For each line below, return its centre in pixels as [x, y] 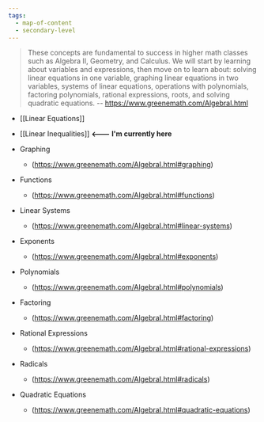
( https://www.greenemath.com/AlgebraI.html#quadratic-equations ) [141, 410]
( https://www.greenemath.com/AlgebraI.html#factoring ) [123, 318]
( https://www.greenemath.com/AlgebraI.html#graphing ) [122, 165]
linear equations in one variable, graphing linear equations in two [133, 78]
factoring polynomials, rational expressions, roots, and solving [129, 95]
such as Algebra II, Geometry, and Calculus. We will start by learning [139, 61]
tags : [17, 15]
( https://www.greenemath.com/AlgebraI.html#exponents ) [125, 257]
